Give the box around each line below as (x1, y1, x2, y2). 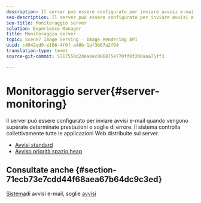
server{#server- (77, 84, 160, 98)
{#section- (75, 165, 117, 175)
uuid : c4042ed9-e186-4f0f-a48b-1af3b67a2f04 (6, 43, 119, 49)
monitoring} (6, 97, 68, 111)
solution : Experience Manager (6, 25, 82, 32)
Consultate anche (6, 165, 74, 175)
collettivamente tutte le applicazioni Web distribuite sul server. (6, 129, 160, 137)
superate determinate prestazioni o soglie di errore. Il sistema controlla (6, 123, 181, 131)
